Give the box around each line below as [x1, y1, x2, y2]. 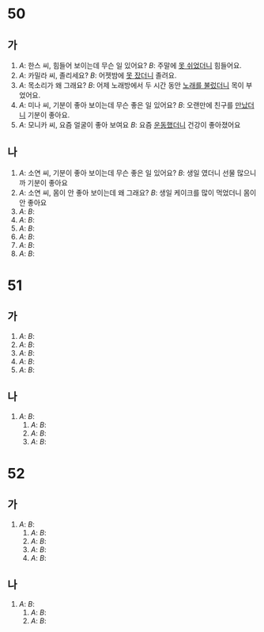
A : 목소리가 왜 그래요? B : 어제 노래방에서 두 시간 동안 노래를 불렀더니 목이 [18, 81, 244, 89]
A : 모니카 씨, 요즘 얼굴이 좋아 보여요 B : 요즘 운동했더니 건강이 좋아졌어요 [18, 120, 241, 129]
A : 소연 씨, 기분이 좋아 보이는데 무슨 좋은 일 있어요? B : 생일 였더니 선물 [18, 168, 236, 177]
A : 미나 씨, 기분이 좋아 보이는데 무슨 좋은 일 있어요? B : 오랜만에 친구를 [18, 101, 234, 109]
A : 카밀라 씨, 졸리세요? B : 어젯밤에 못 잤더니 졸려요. [18, 70, 177, 80]
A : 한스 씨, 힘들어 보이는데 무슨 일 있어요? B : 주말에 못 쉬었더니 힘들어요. [18, 61, 242, 70]
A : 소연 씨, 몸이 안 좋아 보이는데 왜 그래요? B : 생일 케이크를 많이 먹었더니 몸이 [18, 188, 257, 197]
